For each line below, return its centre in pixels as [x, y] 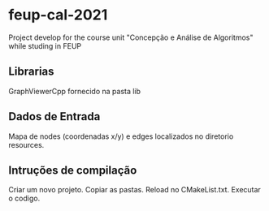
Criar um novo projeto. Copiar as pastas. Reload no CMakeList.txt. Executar [135, 190]
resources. [26, 144]
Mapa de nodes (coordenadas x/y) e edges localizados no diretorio [121, 136]
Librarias [31, 72]
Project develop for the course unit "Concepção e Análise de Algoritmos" [131, 37]
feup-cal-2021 [58, 15]
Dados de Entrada [54, 116]
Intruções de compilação [73, 170]
